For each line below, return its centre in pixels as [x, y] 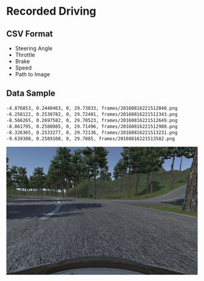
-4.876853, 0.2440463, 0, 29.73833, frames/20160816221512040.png [92, 108]
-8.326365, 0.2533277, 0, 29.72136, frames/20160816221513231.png [92, 132]
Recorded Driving [51, 11]
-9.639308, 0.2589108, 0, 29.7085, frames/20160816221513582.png [90, 138]
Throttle [25, 55]
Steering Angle [34, 48]
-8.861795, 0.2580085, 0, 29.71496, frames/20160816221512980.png [92, 126]
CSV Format [30, 34]
